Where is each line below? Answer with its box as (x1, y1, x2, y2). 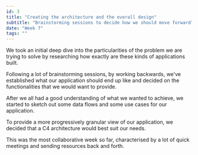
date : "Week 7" (6, 25, 44, 31)
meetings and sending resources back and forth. (6, 143, 125, 150)
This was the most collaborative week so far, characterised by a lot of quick (6, 136, 190, 143)
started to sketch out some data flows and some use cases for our (6, 101, 167, 108)
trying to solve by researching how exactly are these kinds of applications (6, 53, 186, 60)
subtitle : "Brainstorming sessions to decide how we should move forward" (6, 19, 194, 25)
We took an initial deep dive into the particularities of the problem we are (6, 47, 183, 54)
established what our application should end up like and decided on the (6, 77, 180, 84)
